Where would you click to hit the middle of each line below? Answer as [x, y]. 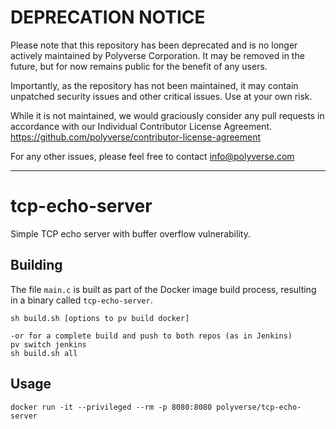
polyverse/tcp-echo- [259, 407]
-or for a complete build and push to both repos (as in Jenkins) [151, 336]
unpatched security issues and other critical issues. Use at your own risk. [161, 96]
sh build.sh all [44, 353]
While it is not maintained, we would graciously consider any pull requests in [167, 115]
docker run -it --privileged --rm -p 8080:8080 [111, 407]
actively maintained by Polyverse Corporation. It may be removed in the [157, 55]
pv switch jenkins [48, 344]
